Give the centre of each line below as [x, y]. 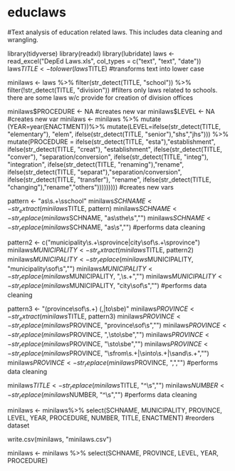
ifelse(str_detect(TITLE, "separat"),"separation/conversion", [95, 172]
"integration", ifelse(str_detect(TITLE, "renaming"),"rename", [96, 164]
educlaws [37, 12]
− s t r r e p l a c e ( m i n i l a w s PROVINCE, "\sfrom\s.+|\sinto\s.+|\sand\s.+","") [109, 354]
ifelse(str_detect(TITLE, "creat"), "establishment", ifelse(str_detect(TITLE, [115, 149]
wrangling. [23, 39]
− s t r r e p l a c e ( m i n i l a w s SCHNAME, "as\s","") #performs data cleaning [106, 228]
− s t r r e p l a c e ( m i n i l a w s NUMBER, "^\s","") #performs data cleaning [102, 395]
